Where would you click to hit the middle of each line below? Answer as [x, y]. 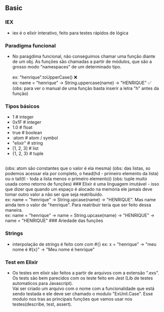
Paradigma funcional [31, 45]
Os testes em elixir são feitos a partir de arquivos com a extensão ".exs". [85, 273]
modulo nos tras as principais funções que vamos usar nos [72, 299]
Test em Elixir [22, 262]
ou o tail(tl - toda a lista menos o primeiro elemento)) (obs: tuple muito [76, 179]
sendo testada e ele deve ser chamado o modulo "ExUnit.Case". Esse [82, 294]
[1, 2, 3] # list [25, 148]
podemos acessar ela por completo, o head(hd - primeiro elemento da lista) [82, 174]
